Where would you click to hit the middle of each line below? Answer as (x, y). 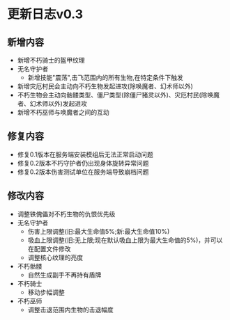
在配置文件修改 (49, 248)
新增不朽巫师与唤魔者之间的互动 (63, 112)
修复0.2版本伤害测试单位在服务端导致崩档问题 (83, 172)
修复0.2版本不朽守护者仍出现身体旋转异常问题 (83, 163)
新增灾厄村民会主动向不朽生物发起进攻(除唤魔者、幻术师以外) (105, 86)
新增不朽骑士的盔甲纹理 (51, 60)
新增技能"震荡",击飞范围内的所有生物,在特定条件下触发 (105, 78)
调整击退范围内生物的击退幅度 (70, 310)
